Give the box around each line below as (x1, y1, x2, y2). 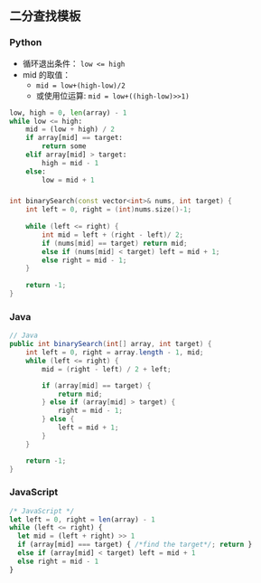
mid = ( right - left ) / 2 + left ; (42, 364, 172, 373)
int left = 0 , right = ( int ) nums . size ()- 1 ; (25, 205, 192, 214)
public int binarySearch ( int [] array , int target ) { (9, 340, 212, 349)
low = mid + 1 (42, 175, 95, 184)
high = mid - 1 (42, 158, 99, 167)
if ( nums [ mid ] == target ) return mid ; (42, 239, 188, 248)
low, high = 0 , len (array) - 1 (9, 108, 127, 118)
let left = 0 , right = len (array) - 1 (9, 514, 155, 524)
